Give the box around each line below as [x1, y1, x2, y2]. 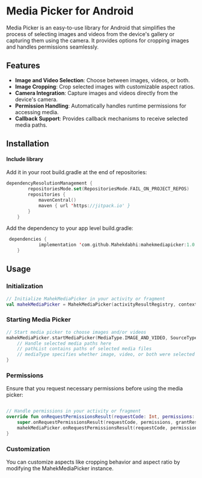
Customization [6, 444, 50, 453]
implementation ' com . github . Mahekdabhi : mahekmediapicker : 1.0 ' [38, 242, 198, 248]
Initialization [6, 282, 43, 291]
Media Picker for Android [6, 4, 134, 18]
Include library [6, 155, 44, 163]
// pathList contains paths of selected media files [17, 346, 152, 352]
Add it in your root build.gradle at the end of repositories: [6, 169, 147, 176]
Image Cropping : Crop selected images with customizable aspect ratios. [14, 83, 195, 90]
